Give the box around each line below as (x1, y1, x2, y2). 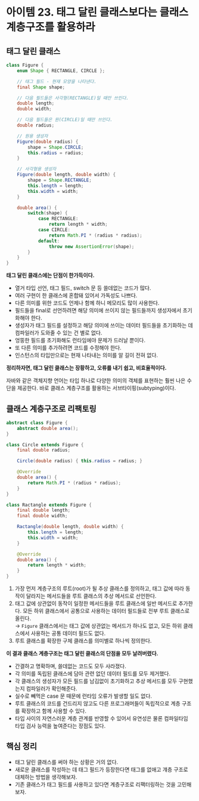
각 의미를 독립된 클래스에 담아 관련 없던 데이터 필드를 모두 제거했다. (14, 670, 171, 677)
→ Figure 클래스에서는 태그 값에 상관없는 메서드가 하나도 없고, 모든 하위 (14, 622, 182, 630)
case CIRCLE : (38, 227, 70, 233)
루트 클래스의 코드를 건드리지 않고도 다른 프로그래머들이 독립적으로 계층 (14, 700, 181, 707)
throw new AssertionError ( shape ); (48, 243, 135, 250)
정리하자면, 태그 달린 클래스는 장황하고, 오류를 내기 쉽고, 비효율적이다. (6, 364, 167, 372)
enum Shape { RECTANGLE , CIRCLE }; (17, 67, 105, 73)
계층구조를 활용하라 (6, 20, 95, 34)
